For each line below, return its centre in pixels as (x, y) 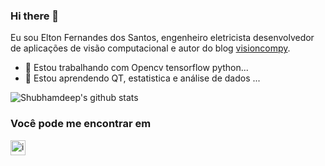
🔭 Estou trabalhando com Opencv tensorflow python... (136, 68)
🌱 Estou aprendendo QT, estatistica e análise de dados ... (142, 78)
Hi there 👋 (35, 16)
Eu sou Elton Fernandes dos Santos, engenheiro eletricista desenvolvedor (162, 38)
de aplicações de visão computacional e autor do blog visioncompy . (150, 48)
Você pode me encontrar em (81, 124)
